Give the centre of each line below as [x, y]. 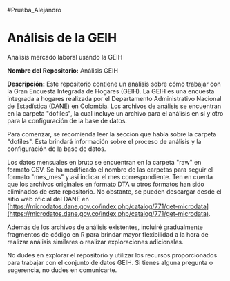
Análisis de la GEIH [62, 38]
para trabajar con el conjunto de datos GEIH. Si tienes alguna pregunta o [110, 262]
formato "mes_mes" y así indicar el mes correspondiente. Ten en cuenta [110, 176]
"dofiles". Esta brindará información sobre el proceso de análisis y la [104, 141]
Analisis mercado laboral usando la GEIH [65, 57]
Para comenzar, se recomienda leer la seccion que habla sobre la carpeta [112, 134]
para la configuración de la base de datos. [67, 120]
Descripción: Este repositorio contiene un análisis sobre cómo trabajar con [114, 84]
